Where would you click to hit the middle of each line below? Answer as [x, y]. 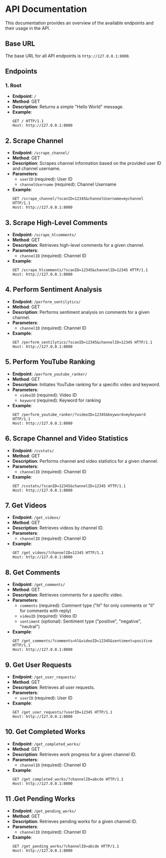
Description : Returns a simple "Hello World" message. [68, 107]
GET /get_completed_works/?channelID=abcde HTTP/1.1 [68, 779]
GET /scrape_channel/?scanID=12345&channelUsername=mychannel [78, 199]
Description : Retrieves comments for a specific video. [67, 595]
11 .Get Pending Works [40, 799]
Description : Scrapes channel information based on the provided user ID [87, 163]
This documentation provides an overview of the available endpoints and [79, 23]
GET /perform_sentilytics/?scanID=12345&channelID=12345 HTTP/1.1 [82, 342]
